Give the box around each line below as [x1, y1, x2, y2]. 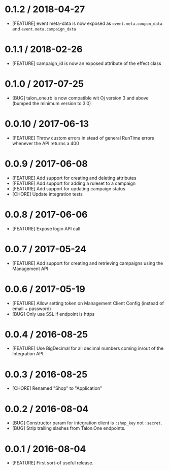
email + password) [12, 306, 51, 312]
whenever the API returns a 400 [12, 140, 79, 146]
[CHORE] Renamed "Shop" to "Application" [12, 385, 103, 391]
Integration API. [12, 351, 45, 357]
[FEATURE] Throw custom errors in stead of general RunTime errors [12, 135, 154, 141]
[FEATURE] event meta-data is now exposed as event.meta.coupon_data [12, 20, 163, 26]
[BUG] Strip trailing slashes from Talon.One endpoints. [12, 425, 126, 431]
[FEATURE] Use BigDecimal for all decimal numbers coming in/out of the [12, 345, 164, 351]
